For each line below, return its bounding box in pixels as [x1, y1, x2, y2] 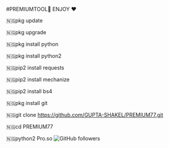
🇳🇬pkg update [6, 17, 43, 24]
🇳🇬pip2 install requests [6, 64, 65, 71]
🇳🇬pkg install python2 [6, 52, 62, 59]
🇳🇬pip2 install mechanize [6, 76, 69, 83]
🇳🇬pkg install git [6, 100, 48, 106]
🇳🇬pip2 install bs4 [6, 88, 53, 94]
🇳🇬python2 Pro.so [6, 135, 53, 142]
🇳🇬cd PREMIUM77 [6, 123, 54, 130]
